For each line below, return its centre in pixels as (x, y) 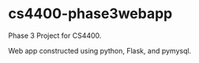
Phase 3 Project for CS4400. (55, 35)
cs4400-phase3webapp (90, 14)
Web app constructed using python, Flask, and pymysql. (100, 50)
